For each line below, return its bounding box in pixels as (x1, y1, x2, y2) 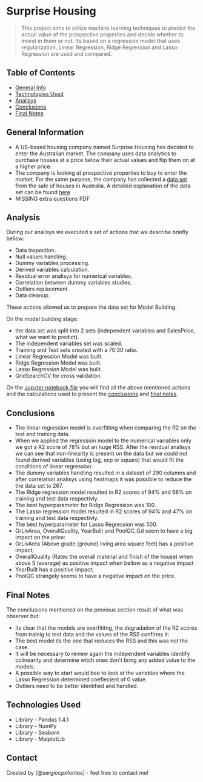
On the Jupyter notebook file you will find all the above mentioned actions (6, 384, 191, 391)
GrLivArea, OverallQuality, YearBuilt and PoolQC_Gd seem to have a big (15, 527, 193, 534)
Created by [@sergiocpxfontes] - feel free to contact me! (6, 769, 149, 776)
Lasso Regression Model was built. (15, 366, 102, 373)
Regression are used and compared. (21, 50, 112, 57)
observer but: (6, 613, 41, 619)
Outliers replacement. (15, 285, 70, 292)
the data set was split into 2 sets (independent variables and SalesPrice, (15, 327, 196, 334)
